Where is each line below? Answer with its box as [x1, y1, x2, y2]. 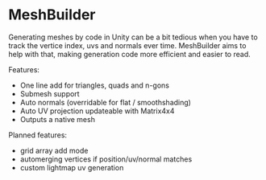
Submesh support [19, 88, 80, 98]
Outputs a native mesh [19, 114, 95, 124]
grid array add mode [19, 145, 89, 155]
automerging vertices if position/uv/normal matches [19, 154, 193, 164]
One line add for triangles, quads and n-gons [19, 80, 169, 90]
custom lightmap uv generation [19, 162, 124, 172]
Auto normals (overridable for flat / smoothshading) [19, 97, 192, 107]
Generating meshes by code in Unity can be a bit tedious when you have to [8, 32, 258, 42]
